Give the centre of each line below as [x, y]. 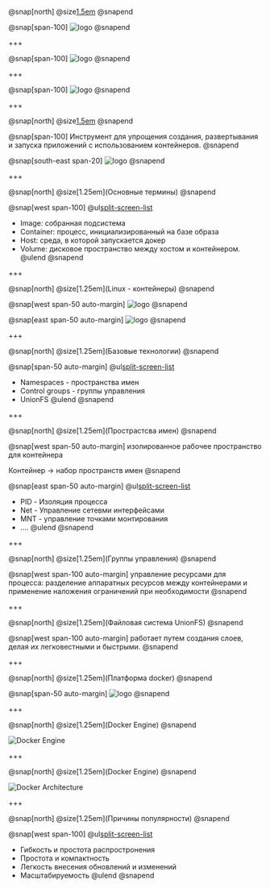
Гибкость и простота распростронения [87, 850]
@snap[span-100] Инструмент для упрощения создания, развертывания [133, 137]
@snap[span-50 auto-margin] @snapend [89, 693]
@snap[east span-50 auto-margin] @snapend [97, 320]
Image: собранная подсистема [73, 223]
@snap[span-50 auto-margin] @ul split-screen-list [91, 367]
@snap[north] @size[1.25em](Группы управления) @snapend [112, 558]
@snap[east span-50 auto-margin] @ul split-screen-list [100, 486]
